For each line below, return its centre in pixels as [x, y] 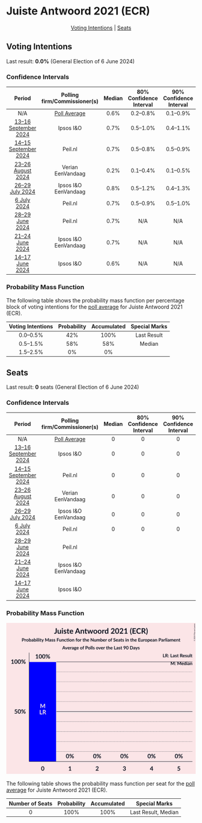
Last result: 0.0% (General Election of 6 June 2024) [71, 61]
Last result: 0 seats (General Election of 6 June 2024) [73, 387]
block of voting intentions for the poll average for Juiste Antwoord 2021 [94, 307]
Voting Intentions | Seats [101, 28]
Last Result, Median [155, 812]
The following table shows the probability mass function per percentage [95, 300]
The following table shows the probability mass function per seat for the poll [101, 784]
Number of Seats [31, 803]
